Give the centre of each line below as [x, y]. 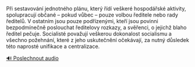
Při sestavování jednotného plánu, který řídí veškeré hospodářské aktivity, [96, 9]
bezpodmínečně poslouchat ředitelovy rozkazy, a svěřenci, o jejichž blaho [96, 27]
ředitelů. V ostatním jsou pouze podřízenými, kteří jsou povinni [82, 21]
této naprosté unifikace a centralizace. [53, 46]
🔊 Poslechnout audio [33, 58]
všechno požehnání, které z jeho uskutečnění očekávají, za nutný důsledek [98, 40]
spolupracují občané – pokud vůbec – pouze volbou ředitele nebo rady [92, 15]
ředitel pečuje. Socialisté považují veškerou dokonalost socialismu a [89, 34]
